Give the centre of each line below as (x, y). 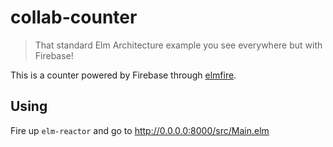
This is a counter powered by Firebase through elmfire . (123, 75)
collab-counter (74, 17)
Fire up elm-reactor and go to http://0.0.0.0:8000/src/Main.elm (140, 130)
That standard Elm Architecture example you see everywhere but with (178, 45)
